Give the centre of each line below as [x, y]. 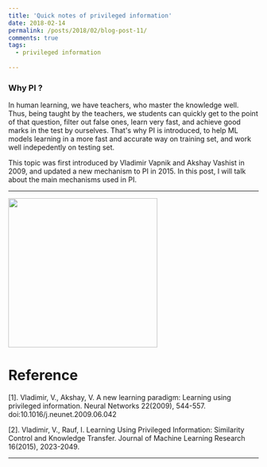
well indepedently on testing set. [62, 147]
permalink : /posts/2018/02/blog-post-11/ [78, 30]
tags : [17, 45]
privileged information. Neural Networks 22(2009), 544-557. [107, 406]
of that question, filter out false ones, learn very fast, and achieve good [124, 122]
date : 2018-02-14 [37, 23]
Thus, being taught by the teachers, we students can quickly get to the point [133, 114]
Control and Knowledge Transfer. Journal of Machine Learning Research [127, 438]
